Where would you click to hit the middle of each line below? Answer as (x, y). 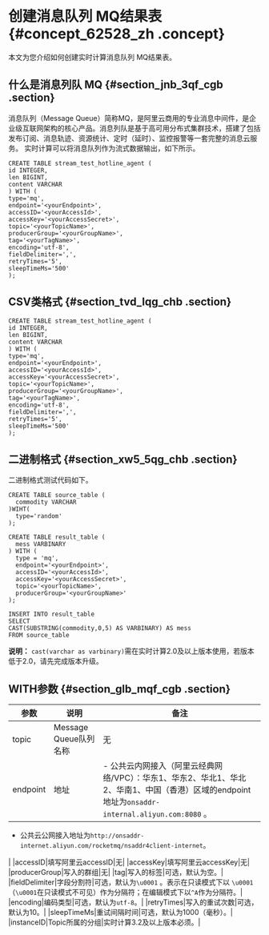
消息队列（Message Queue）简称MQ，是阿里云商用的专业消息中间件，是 (129, 118)
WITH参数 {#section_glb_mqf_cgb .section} (119, 689)
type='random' (39, 516)
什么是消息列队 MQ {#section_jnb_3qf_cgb (116, 85)
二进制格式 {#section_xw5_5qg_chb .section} (123, 459)
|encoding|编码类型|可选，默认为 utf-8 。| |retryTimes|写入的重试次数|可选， (133, 902)
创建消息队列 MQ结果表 (85, 16)
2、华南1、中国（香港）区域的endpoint (177, 790)
